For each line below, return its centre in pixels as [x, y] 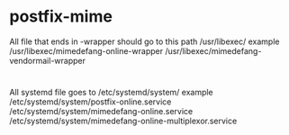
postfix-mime [61, 17]
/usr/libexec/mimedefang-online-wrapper [86, 50]
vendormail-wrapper [47, 60]
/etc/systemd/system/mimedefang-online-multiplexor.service [123, 121]
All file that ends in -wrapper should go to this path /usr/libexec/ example [144, 41]
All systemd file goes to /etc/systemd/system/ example [111, 93]
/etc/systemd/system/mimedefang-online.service [101, 112]
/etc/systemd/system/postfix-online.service [90, 102]
